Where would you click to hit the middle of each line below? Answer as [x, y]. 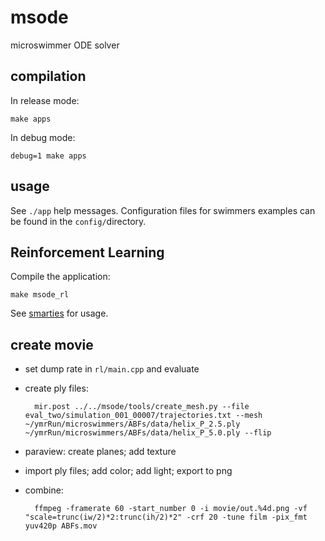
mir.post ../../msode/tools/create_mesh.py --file [142, 407]
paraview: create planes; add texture [100, 452]
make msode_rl [40, 295]
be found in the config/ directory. [78, 221]
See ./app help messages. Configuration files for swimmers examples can [163, 210]
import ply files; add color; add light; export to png [128, 471]
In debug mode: [43, 137]
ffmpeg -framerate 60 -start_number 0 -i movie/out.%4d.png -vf [171, 509]
